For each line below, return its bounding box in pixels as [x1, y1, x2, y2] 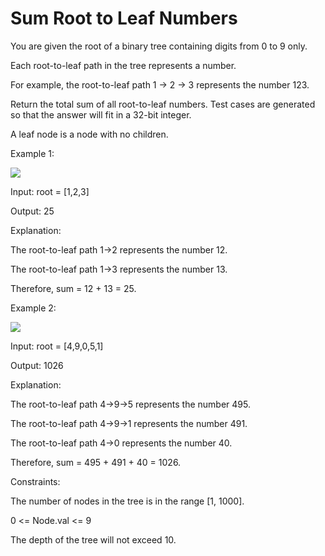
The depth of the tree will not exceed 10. [10, 533, 177, 546]
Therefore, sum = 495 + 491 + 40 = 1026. [10, 456, 182, 468]
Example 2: [10, 302, 57, 314]
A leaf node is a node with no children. [10, 128, 169, 140]
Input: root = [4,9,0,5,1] [10, 340, 104, 352]
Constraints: [10, 475, 61, 487]
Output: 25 [10, 205, 55, 217]
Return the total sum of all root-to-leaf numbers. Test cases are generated [10, 98, 316, 110]
